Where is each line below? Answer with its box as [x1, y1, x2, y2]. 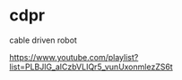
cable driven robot [9, 35, 78, 45]
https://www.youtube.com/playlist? [9, 52, 139, 62]
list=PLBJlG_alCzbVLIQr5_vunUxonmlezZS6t [9, 61, 173, 72]
